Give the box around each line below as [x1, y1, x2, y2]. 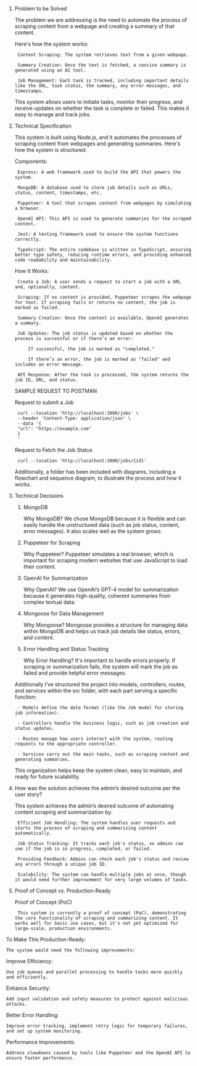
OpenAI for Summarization [23, 575, 88, 581]
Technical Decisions [14, 493, 64, 499]
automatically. [14, 830, 52, 836]
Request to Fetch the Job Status [14, 446, 93, 454]
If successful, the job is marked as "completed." [28, 346, 155, 352]
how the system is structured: [14, 146, 87, 153]
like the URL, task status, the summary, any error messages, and [14, 83, 181, 89]
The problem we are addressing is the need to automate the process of [14, 17, 187, 23]
